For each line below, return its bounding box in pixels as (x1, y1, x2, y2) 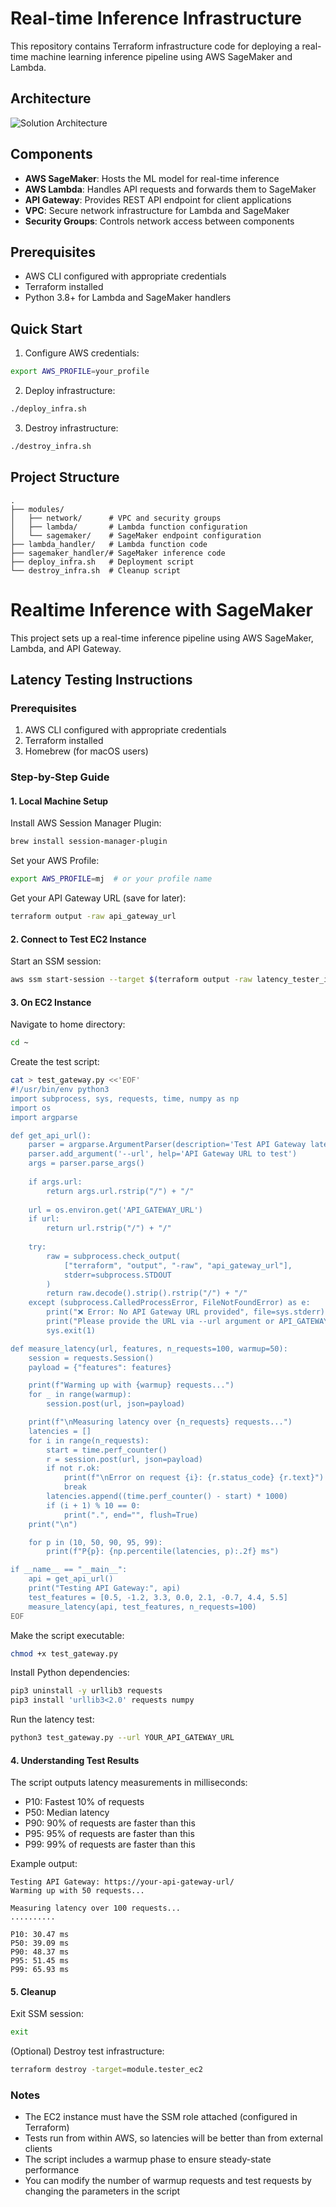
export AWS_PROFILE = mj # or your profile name (10, 874, 213, 884)
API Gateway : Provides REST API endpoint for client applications (24, 193, 292, 206)
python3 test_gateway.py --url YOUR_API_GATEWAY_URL (10, 1733, 235, 1743)
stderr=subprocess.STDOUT (63, 1270, 172, 1280)
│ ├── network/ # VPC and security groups (10, 513, 222, 523)
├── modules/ (10, 504, 65, 514)
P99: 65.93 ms (10, 1965, 70, 1975)
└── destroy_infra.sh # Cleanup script (10, 565, 182, 576)
